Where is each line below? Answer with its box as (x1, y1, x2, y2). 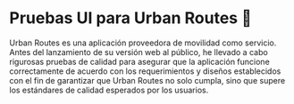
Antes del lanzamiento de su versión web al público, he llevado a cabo (9, 46, 268, 57)
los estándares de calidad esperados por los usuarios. (9, 84, 209, 95)
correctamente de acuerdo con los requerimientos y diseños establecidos (9, 66, 281, 76)
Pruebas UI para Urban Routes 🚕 (9, 8, 252, 28)
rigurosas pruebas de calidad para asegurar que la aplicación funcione (9, 56, 270, 67)
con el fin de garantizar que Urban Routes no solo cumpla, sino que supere (9, 75, 286, 85)
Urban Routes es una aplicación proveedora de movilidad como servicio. (9, 37, 277, 48)
